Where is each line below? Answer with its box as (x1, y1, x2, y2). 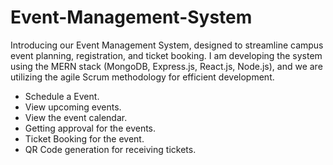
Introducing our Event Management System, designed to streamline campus (10, 39, 324, 51)
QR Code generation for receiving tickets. (24, 143, 197, 155)
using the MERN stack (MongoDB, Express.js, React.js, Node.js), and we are (10, 60, 323, 72)
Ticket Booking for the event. (24, 132, 145, 145)
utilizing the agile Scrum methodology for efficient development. (10, 71, 275, 83)
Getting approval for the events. (24, 122, 157, 134)
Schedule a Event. (24, 90, 100, 102)
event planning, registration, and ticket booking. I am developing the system (10, 49, 323, 61)
